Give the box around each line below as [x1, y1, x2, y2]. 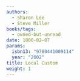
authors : [6, 9, 28, 15]
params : [6, 43, 26, 49]
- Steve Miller [12, 20, 50, 26]
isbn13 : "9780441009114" [12, 49, 75, 55]
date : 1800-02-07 [6, 37, 50, 43]
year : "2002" [12, 54, 45, 60]
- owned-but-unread [12, 32, 61, 38]
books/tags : [6, 26, 36, 32]
